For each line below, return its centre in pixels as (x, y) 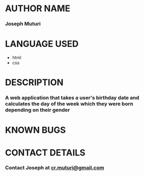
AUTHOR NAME (38, 9)
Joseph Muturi (23, 24)
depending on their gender (37, 110)
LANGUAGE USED (42, 44)
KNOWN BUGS (36, 130)
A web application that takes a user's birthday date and (72, 98)
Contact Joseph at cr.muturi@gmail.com (55, 168)
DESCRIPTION (34, 82)
